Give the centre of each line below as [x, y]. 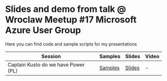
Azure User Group [43, 30]
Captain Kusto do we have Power [46, 65]
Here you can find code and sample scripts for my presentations [71, 44]
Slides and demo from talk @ [66, 9]
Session [51, 56]
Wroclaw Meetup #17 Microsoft [71, 20]
